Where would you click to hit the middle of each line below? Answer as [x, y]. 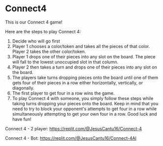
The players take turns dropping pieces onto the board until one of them [85, 77]
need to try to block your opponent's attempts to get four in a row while [84, 109]
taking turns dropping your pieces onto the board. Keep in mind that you [85, 103]
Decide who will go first [36, 41]
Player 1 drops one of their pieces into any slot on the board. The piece [84, 56]
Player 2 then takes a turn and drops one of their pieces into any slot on [84, 67]
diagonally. [23, 88]
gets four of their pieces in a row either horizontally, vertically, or [78, 83]
